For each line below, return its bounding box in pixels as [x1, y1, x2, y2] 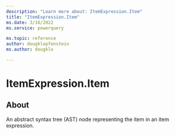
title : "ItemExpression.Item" [6, 14, 80, 20]
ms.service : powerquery [6, 25, 64, 31]
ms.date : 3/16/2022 [6, 19, 54, 25]
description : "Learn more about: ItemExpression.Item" [6, 8, 143, 15]
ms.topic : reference [6, 36, 57, 42]
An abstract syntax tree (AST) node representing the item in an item [6, 116, 170, 123]
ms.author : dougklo [6, 46, 54, 53]
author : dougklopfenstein [6, 41, 69, 47]
